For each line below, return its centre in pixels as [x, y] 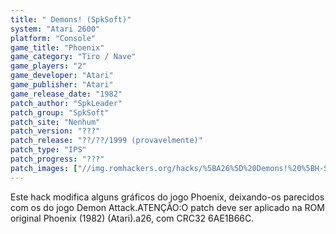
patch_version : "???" [55, 131]
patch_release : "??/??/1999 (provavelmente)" [106, 141]
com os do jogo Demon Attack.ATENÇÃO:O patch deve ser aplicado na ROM [167, 207]
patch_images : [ [44, 168]
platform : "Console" [53, 38]
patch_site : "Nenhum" [55, 122]
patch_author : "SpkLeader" [66, 103]
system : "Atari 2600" [55, 29]
